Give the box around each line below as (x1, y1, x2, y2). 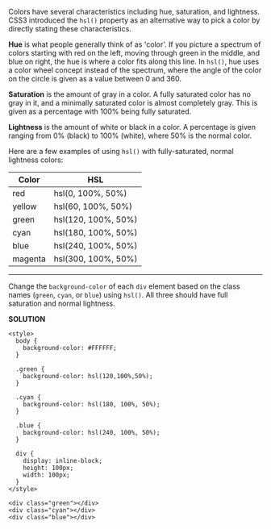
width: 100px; (23, 471, 70, 479)
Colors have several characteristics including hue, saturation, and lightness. (8, 7, 261, 16)
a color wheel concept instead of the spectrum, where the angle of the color (8, 65, 262, 75)
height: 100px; (23, 464, 74, 472)
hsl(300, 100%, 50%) (53, 253, 138, 264)
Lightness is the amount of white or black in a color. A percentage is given (8, 123, 256, 131)
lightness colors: (8, 155, 64, 165)
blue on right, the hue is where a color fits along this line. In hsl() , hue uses (8, 56, 260, 66)
